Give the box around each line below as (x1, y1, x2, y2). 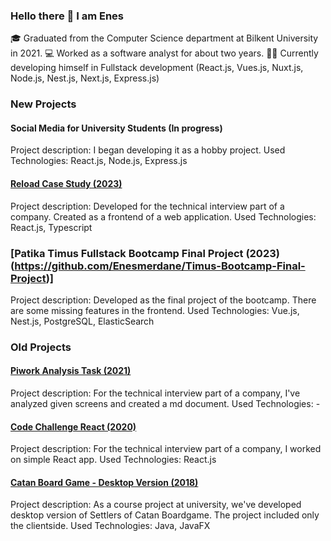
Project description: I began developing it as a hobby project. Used (10, 144, 286, 156)
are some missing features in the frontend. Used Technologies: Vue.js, (10, 304, 300, 316)
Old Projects (10, 340, 72, 354)
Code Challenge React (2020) (10, 420, 137, 433)
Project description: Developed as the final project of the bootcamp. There (10, 294, 317, 306)
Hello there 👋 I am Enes (10, 9, 124, 23)
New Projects (10, 97, 77, 111)
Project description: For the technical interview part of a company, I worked (10, 443, 322, 455)
